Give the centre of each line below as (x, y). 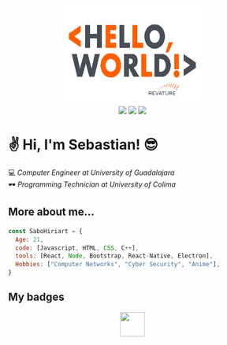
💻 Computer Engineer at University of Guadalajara (91, 172)
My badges (36, 297)
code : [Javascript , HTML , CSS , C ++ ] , (77, 248)
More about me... (51, 212)
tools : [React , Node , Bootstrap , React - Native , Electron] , (114, 256)
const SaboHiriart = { (45, 231)
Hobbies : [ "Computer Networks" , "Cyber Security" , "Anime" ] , (118, 265)
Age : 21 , (30, 239)
